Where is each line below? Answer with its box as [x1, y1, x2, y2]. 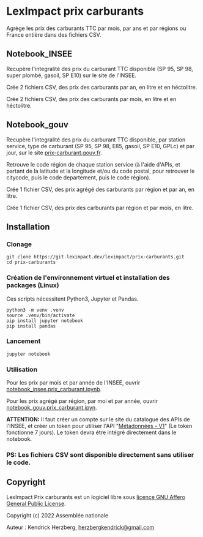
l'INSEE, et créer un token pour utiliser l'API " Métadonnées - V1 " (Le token [6, 422, 193, 430]
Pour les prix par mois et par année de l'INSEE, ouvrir [6, 379, 141, 386]
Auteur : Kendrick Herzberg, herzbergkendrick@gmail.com [6, 524, 155, 531]
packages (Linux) [6, 281, 59, 290]
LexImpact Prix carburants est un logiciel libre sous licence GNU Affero [6, 493, 185, 500]
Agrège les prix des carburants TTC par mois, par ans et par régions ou [6, 24, 186, 32]
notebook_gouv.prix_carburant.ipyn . [6, 404, 97, 411]
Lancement [6, 337, 41, 345]
